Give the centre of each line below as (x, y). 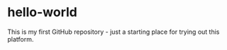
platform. (21, 39)
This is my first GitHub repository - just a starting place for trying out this (113, 32)
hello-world (43, 12)
